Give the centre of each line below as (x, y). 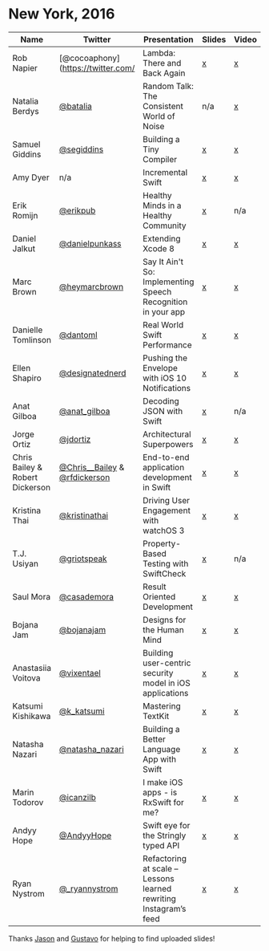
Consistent (163, 106)
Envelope (161, 368)
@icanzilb (77, 797)
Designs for (165, 620)
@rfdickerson (84, 477)
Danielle (28, 330)
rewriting (159, 898)
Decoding (161, 400)
